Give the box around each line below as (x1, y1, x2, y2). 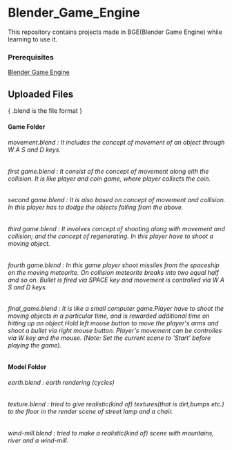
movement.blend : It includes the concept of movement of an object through (8, 138, 225, 147)
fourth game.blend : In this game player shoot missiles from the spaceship (8, 261, 220, 269)
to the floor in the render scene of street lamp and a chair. (8, 407, 173, 416)
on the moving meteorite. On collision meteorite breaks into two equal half (8, 268, 220, 276)
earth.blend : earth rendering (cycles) (8, 379, 115, 387)
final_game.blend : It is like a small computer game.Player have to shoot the (8, 305, 224, 313)
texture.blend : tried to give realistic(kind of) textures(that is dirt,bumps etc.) (8, 400, 224, 408)
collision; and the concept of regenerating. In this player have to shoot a (8, 232, 213, 240)
